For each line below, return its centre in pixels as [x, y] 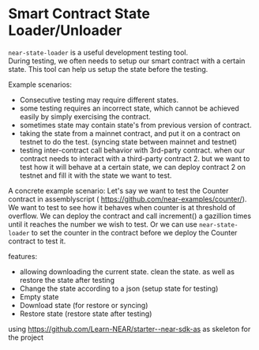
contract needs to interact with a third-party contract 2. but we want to [135, 158]
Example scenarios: [40, 85]
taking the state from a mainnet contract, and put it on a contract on [130, 133]
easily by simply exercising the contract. [85, 116]
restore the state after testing [67, 280]
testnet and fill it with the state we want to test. [96, 175]
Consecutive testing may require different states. [99, 100]
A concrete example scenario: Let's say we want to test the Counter [118, 190]
